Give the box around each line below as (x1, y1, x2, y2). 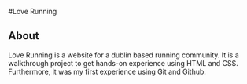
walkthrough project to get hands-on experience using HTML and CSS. (8, 58, 238, 68)
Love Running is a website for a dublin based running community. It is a (8, 50, 240, 60)
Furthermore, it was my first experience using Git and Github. (8, 67, 207, 76)
